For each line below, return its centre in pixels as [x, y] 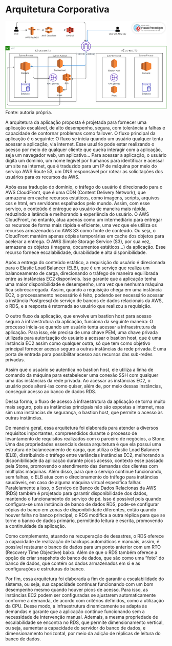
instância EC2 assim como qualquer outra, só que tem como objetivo [78, 343]
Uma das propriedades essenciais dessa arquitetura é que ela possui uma [83, 444]
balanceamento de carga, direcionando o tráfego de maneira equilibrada [82, 273]
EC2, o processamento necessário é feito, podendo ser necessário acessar [85, 295]
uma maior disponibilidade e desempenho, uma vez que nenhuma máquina [84, 284]
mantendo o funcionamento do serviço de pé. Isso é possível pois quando [83, 499]
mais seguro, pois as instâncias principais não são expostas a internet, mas [85, 407]
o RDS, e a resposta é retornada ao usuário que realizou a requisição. [79, 306]
